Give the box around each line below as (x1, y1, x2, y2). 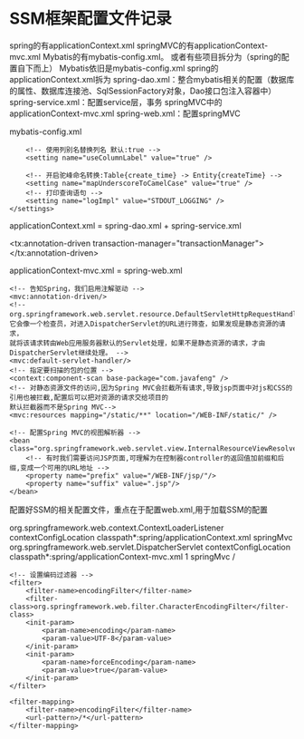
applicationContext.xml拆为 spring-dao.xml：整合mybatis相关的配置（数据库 (9, 73, 295, 84)
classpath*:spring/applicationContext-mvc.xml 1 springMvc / (9, 550, 235, 562)
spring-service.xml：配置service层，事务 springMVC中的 (9, 96, 223, 107)
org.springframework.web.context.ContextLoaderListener (9, 522, 224, 533)
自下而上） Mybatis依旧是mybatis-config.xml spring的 (16, 63, 219, 73)
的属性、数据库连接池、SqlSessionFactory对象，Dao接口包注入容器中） (9, 85, 277, 96)
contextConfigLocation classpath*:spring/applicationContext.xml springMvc (9, 531, 293, 542)
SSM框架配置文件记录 (9, 8, 172, 29)
